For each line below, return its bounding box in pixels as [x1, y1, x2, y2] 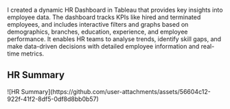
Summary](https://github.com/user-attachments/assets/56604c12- [21, 87, 211, 95]
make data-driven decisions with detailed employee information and [7, 43, 200, 50]
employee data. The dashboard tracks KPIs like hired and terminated [7, 13, 201, 21]
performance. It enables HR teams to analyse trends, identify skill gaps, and [7, 35, 222, 43]
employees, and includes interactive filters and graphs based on [7, 21, 189, 28]
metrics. [21, 49, 45, 58]
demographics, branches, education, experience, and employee [7, 27, 188, 36]
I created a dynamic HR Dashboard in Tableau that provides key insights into [7, 6, 223, 14]
